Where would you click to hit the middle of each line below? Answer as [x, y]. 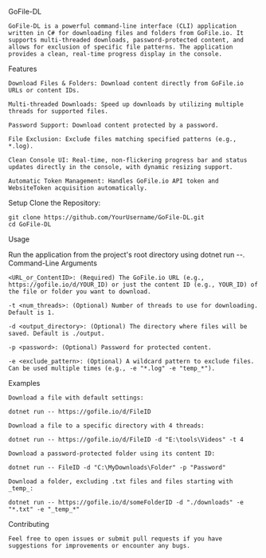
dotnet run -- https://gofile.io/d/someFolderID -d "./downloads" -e [126, 502]
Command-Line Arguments [53, 263]
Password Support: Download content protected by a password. [113, 125]
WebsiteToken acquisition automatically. [78, 188]
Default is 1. [32, 312]
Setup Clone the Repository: [55, 203]
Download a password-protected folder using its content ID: [112, 454]
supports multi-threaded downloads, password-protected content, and [126, 40]
